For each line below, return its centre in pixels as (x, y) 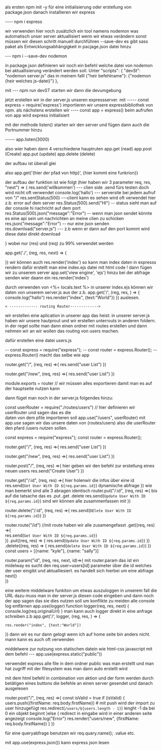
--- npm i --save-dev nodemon (36, 56)
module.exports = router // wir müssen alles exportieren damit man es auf (79, 383)
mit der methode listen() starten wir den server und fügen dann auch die (77, 125)
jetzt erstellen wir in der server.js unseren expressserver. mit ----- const (77, 100)
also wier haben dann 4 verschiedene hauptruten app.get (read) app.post (78, 149)
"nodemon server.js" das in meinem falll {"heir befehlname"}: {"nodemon (78, 76)
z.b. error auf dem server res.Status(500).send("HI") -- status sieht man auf (81, 203)
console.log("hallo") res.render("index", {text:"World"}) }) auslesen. (72, 297)
